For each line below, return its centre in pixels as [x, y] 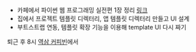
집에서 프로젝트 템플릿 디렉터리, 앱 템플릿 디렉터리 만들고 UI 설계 [103, 18]
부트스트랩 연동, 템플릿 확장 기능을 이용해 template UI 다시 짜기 [102, 27]
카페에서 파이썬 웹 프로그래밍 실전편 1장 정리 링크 [82, 10]
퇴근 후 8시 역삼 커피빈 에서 [43, 42]
